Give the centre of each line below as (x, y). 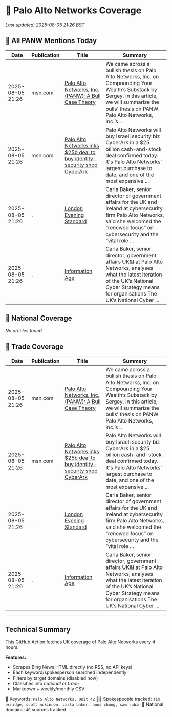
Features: (16, 657)
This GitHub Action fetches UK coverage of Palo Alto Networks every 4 (80, 642)
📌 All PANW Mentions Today (51, 41)
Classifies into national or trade (46, 684)
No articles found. (24, 330)
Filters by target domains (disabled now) (55, 678)
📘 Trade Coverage (35, 346)
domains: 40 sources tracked (36, 710)
